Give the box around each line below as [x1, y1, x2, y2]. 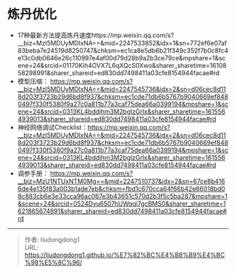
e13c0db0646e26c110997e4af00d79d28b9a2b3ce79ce [17, 53, 179, 62]
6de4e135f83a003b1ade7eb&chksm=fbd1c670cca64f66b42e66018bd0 [17, 184, 225, 193]
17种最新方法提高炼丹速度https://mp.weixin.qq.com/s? [17, 31, 174, 39]
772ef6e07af [190, 39, 227, 47]
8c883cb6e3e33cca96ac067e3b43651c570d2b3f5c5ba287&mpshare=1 [17, 192, 228, 200]
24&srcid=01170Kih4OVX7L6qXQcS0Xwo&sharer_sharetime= [32, 61, 211, 69]
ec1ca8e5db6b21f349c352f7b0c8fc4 [120, 46, 228, 55]
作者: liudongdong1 [24, 235, 80, 244]
